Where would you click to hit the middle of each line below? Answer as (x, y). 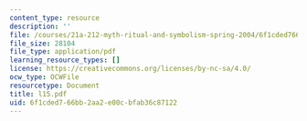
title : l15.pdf (38, 94)
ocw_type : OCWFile (44, 77)
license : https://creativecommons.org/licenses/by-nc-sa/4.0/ (130, 69)
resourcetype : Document (55, 86)
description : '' (40, 26)
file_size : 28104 (42, 43)
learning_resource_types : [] (65, 60)
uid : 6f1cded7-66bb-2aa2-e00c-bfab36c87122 (94, 102)
